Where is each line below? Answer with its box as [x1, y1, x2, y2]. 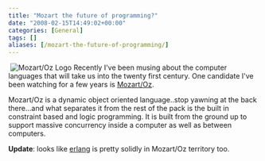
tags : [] [8, 33, 37, 42]
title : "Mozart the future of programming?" [8, 11, 158, 20]
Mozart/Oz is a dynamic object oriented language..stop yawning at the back [8, 95, 257, 105]
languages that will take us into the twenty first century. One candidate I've [8, 71, 254, 81]
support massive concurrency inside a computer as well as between [8, 121, 232, 130]
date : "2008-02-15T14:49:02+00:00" [8, 19, 127, 27]
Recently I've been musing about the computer [73, 63, 228, 72]
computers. [8, 128, 46, 139]
